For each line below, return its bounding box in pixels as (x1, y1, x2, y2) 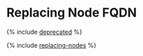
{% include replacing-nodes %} (6, 41, 97, 49)
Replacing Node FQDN (6, 5, 137, 21)
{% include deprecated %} (6, 28, 82, 36)
